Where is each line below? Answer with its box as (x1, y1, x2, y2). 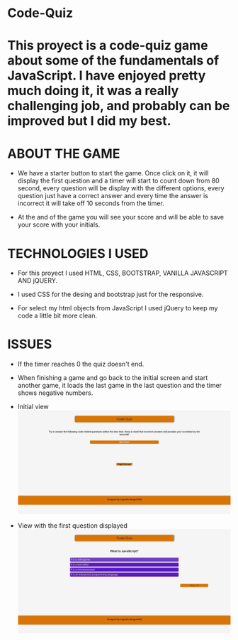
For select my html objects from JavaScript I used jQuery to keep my (17, 304, 218, 313)
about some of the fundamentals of (7, 53, 220, 69)
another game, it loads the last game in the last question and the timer (17, 381, 222, 390)
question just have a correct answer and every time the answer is (17, 192, 209, 200)
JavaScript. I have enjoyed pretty (7, 67, 206, 84)
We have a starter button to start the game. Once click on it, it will (17, 169, 209, 178)
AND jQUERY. (17, 276, 58, 285)
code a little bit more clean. (17, 311, 98, 320)
